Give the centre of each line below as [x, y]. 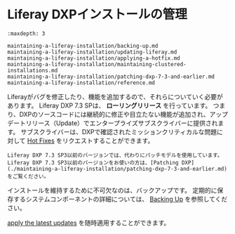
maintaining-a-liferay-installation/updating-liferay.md [92, 52]
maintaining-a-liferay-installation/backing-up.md [83, 46]
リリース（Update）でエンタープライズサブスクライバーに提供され [122, 123]
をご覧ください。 [28, 176]
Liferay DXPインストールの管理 [97, 14]
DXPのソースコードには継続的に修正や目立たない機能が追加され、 [114, 114]
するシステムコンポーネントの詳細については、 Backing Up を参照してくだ [120, 199]
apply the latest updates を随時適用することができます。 [89, 223]
